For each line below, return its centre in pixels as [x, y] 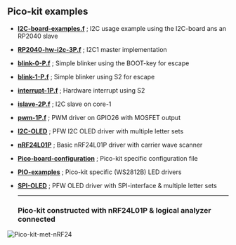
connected [37, 219]
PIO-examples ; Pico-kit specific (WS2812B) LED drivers [99, 172]
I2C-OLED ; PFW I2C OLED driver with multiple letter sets [100, 131]
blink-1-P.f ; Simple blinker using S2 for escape [86, 77]
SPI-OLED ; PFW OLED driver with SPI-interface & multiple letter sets [117, 185]
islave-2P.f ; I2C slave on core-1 [64, 104]
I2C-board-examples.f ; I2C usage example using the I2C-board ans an [122, 28]
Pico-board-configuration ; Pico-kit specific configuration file [107, 158]
